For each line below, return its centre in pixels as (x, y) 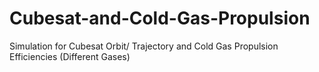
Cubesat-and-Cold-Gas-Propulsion (160, 18)
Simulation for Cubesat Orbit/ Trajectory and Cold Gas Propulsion (144, 46)
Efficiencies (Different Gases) (70, 56)
